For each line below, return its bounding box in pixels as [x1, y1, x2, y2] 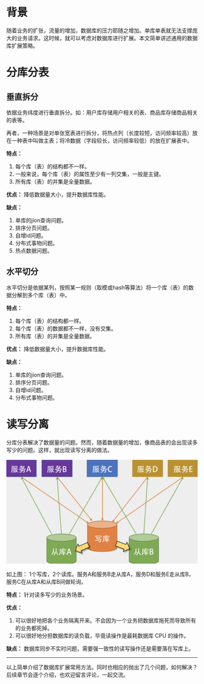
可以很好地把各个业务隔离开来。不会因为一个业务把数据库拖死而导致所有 [15, 617, 196, 624]
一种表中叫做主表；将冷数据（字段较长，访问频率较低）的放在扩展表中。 [11, 137, 192, 144]
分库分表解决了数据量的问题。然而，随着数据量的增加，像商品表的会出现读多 [6, 439, 198, 446]
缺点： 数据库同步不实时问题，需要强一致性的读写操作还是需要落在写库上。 [6, 645, 194, 652]
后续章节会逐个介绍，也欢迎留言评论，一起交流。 [6, 671, 129, 679]
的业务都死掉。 [15, 624, 53, 632]
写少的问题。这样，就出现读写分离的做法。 [6, 446, 113, 453]
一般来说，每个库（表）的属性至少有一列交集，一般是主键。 [15, 170, 165, 177]
